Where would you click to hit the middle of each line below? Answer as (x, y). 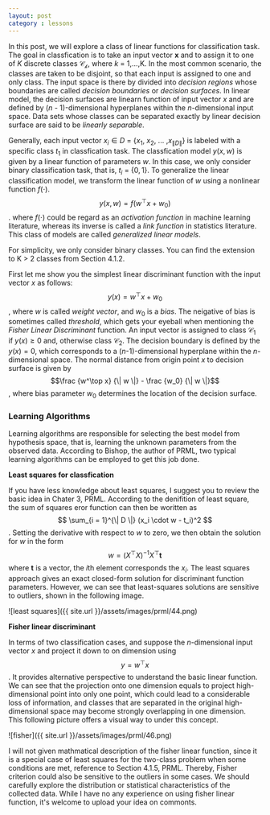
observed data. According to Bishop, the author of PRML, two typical (122, 451)
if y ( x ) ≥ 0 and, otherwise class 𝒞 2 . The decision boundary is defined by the (134, 341)
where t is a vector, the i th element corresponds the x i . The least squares (129, 568)
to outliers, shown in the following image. (76, 595)
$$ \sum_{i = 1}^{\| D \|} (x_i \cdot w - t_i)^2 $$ (135, 521)
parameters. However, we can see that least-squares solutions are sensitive (134, 587)
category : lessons (41, 23)
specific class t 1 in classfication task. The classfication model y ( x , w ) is (125, 152)
